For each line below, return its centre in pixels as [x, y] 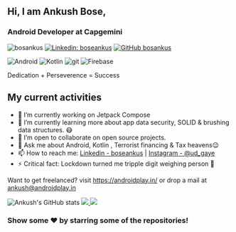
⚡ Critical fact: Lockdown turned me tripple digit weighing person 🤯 [116, 164]
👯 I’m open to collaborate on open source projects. [92, 137]
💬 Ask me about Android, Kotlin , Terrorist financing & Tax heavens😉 [118, 144]
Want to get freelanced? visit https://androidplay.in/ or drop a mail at [107, 180]
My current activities [54, 98]
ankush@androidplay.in [42, 187]
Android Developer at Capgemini [65, 32]
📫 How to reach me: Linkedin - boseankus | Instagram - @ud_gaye [116, 153]
